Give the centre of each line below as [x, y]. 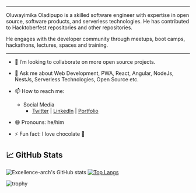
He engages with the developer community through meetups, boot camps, [96, 39]
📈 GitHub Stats [34, 155]
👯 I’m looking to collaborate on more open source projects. [85, 62]
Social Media [39, 105]
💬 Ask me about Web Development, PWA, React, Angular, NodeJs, [94, 73]
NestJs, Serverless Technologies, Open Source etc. [76, 79]
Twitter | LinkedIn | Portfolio [65, 111]
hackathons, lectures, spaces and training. [57, 45]
